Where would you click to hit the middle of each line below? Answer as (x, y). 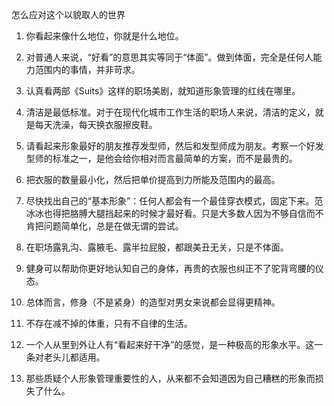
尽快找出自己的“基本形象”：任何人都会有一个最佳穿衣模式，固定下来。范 (174, 201)
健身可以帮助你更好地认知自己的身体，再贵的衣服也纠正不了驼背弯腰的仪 (174, 268)
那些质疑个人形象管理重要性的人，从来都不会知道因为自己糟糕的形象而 (170, 378)
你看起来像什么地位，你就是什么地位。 (104, 36)
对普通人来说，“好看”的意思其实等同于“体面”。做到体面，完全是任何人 (169, 57)
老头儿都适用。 (74, 357)
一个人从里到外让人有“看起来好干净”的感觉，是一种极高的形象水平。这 (170, 344)
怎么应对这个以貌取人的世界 (68, 14)
